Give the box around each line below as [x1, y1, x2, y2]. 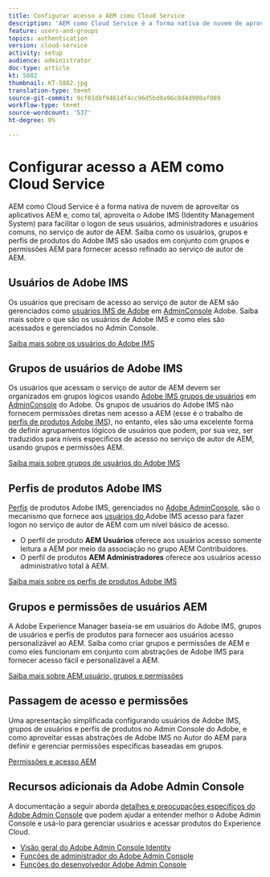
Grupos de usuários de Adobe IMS [8, 362, 183, 376]
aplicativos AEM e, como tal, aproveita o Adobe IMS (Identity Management [8, 210, 255, 219]
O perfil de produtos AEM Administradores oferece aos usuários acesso [19, 553, 261, 562]
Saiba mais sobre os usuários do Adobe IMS [8, 338, 155, 348]
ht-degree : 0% [8, 116, 56, 124]
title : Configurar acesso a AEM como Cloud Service [8, 11, 185, 20]
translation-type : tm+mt [8, 86, 92, 95]
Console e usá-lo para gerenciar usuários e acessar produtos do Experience [8, 818, 261, 828]
